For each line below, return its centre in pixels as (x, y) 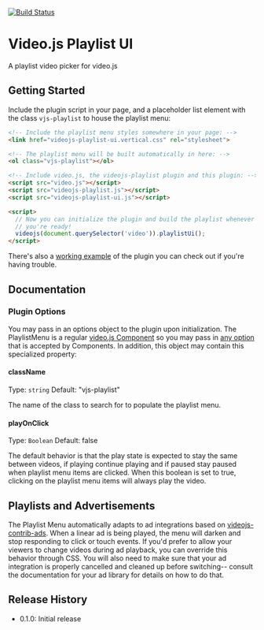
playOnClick (29, 423)
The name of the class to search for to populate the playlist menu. (115, 405)
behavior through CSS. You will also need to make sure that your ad (117, 558)
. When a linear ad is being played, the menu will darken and (143, 533)
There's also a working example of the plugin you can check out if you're (126, 256)
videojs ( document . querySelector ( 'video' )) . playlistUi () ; (110, 234)
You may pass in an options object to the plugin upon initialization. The (123, 329)
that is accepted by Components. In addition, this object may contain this (126, 345)
